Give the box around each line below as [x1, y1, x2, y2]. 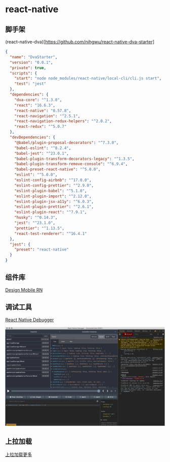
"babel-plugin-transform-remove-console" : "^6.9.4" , [14, 161, 128, 167]
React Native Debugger [5, 316, 54, 323]
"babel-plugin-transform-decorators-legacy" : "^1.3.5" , [14, 156, 135, 161]
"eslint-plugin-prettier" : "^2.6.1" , [14, 204, 94, 209]
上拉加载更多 [5, 451, 32, 457]
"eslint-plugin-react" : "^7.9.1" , [14, 209, 87, 215]
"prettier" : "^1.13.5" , [14, 226, 65, 231]
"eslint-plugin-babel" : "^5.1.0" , [14, 188, 87, 193]
